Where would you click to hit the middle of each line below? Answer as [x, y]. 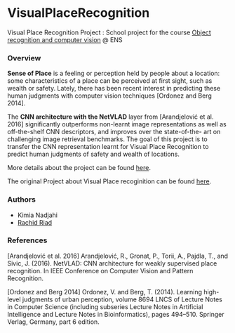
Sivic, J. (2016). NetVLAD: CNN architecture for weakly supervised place [112, 263]
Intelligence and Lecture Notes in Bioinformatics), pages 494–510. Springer [116, 314]
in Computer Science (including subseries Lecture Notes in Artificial [105, 306]
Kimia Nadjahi [38, 215]
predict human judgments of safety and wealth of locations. [94, 154]
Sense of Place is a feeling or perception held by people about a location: [114, 73]
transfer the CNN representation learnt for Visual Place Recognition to [108, 147]
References [27, 240]
